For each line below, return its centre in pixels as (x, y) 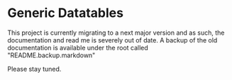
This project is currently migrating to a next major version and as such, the (116, 33)
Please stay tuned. (34, 69)
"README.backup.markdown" (51, 55)
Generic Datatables (66, 13)
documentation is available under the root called (78, 47)
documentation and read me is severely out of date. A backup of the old (112, 40)
